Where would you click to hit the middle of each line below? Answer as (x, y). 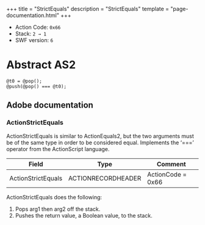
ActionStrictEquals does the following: (54, 197)
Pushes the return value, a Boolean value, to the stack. (84, 215)
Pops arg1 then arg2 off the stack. (58, 209)
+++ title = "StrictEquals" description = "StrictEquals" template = (88, 9)
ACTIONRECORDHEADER (105, 178)
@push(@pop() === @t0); (37, 86)
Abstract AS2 (41, 65)
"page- (179, 9)
